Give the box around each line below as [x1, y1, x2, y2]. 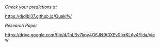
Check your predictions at [5, 4, 57, 10]
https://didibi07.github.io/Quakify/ [5, 13, 72, 19]
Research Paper [5, 23, 37, 28]
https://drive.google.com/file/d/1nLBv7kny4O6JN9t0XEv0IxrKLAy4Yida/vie [5, 32, 155, 37]
